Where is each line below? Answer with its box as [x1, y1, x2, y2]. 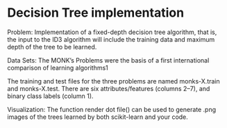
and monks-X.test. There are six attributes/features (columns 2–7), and [7, 84, 210, 93]
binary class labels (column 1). [7, 92, 94, 100]
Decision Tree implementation [7, 5, 185, 21]
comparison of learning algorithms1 [7, 63, 109, 72]
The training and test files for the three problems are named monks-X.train [7, 77, 220, 85]
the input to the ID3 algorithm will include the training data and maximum [7, 35, 215, 43]
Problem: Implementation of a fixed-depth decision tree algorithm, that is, [7, 28, 217, 36]
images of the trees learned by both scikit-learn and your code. [7, 113, 189, 121]
